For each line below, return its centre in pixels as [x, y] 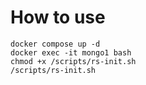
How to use [58, 17]
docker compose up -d [55, 44]
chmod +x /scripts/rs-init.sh [73, 61]
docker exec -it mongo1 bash [71, 52]
